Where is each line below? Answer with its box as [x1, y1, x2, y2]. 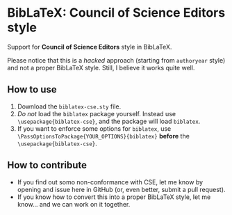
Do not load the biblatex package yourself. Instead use [17, 109, 176, 118]
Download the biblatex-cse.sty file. [17, 102, 122, 111]
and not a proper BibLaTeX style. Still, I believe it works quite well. [7, 63, 195, 72]
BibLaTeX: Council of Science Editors [7, 5, 226, 21]
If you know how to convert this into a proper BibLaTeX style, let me [17, 193, 211, 201]
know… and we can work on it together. [17, 200, 131, 208]
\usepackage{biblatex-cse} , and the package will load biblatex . [17, 117, 201, 125]
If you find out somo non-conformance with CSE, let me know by [17, 177, 204, 186]
